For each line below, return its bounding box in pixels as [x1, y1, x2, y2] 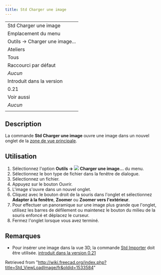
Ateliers [7, 46, 25, 53]
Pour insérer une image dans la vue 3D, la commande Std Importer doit [12, 245, 155, 251]
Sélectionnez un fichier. [12, 176, 60, 182]
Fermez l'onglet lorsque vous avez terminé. [12, 218, 99, 224]
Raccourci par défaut [7, 62, 56, 68]
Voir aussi [7, 93, 30, 100]
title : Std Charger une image [5, 7, 67, 12]
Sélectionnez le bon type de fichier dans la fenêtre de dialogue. [12, 171, 140, 177]
